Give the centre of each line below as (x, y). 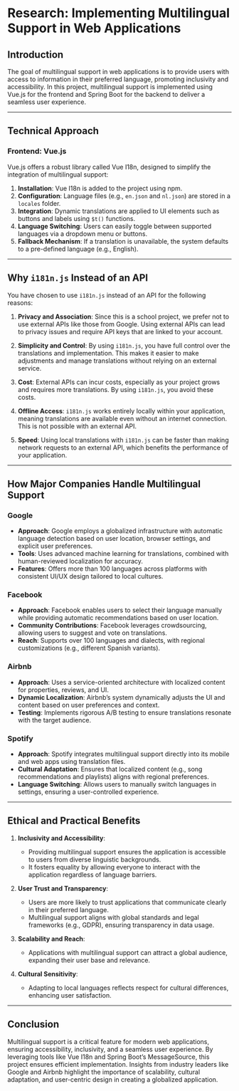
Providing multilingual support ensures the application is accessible (127, 852)
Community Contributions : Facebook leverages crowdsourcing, (112, 626)
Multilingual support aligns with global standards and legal (113, 917)
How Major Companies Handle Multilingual (104, 484)
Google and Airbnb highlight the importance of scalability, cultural (104, 1072)
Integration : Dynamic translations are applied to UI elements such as (118, 211)
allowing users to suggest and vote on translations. (92, 633)
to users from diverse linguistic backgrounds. (95, 859)
